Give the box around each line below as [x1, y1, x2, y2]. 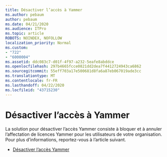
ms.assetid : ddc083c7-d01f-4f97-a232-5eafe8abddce [5, 59, 114, 64]
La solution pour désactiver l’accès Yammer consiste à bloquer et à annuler [5, 126, 162, 132]
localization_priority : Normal [5, 41, 71, 46]
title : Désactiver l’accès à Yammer [5, 7, 82, 13]
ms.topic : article [5, 31, 44, 36]
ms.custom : [5, 45, 28, 50]
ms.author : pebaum [5, 12, 44, 17]
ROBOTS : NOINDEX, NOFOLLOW [5, 36, 62, 41]
